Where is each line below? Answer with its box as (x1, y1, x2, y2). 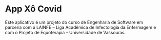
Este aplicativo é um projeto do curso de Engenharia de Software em (5, 19, 143, 25)
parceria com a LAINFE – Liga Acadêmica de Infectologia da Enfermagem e (5, 24, 156, 30)
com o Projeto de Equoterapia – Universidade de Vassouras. (5, 29, 126, 35)
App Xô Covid (5, 3, 62, 14)
